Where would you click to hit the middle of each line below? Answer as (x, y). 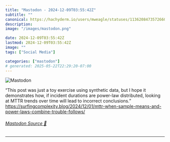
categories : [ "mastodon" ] (32, 61)
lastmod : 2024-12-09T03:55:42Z (38, 43)
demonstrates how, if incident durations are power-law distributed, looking (83, 96)
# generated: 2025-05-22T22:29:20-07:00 (49, 66)
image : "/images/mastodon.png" (38, 29)
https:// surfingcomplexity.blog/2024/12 (46, 106)
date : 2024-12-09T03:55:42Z (35, 38)
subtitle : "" (19, 15)
